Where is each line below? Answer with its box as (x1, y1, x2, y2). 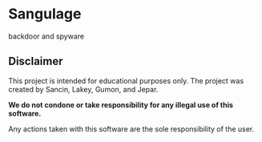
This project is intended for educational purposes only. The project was (8, 75, 244, 85)
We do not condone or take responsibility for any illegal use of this (8, 99, 234, 109)
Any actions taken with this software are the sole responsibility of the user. (8, 124, 255, 133)
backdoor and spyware (8, 31, 85, 41)
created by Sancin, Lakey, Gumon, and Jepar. (8, 84, 159, 94)
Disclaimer (8, 55, 63, 68)
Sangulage (8, 5, 82, 23)
